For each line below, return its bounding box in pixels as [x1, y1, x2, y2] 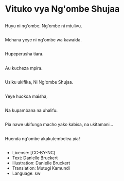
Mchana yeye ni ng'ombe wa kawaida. [5, 36, 82, 42]
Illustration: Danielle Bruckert [12, 160, 71, 166]
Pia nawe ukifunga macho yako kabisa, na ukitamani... [5, 122, 113, 127]
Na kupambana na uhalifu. [5, 107, 58, 113]
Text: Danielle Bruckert [12, 155, 58, 161]
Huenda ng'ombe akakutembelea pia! [5, 135, 80, 142]
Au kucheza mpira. [5, 65, 43, 71]
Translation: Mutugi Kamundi [12, 165, 70, 171]
